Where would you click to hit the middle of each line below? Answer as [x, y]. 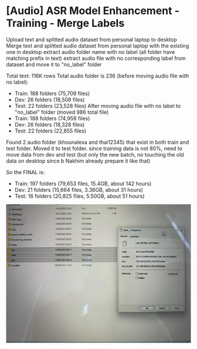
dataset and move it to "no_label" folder [54, 64]
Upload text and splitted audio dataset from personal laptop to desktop [91, 39]
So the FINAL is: [26, 172]
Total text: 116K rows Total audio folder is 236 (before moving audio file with [98, 76]
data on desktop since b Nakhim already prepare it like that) [78, 161]
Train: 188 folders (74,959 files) [52, 118]
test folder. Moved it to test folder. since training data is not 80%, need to [94, 148]
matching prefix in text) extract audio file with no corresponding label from [96, 58]
